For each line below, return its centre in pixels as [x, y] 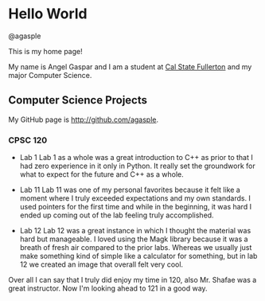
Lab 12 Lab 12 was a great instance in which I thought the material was [135, 231]
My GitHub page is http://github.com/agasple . [84, 119]
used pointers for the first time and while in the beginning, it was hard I [136, 207]
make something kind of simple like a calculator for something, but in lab [138, 256]
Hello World [48, 14]
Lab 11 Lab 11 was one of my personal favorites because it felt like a [130, 190]
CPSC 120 [28, 140]
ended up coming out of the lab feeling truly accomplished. [117, 215]
